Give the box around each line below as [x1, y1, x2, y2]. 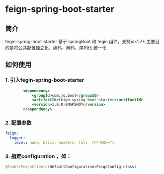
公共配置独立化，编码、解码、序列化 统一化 [18, 45, 107, 51]
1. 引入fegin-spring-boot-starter [5, 77, 84, 84]
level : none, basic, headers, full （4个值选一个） [14, 140, 118, 145]
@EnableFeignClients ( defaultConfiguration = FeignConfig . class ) [5, 165, 137, 170]
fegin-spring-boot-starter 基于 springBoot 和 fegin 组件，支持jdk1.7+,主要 [5, 39, 156, 44]
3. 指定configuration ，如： [5, 153, 72, 160]
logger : [9, 135, 26, 141]
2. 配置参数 [5, 119, 32, 126]
